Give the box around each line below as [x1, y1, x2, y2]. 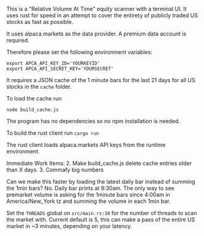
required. [6, 37, 29, 44]
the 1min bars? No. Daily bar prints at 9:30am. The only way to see [6, 185, 175, 192]
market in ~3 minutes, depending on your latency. [6, 223, 132, 229]
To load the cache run [6, 95, 62, 102]
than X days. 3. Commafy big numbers [6, 166, 104, 173]
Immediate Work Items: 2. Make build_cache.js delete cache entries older [6, 159, 192, 167]
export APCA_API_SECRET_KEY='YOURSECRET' [6, 66, 114, 72]
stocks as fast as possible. [6, 18, 74, 25]
